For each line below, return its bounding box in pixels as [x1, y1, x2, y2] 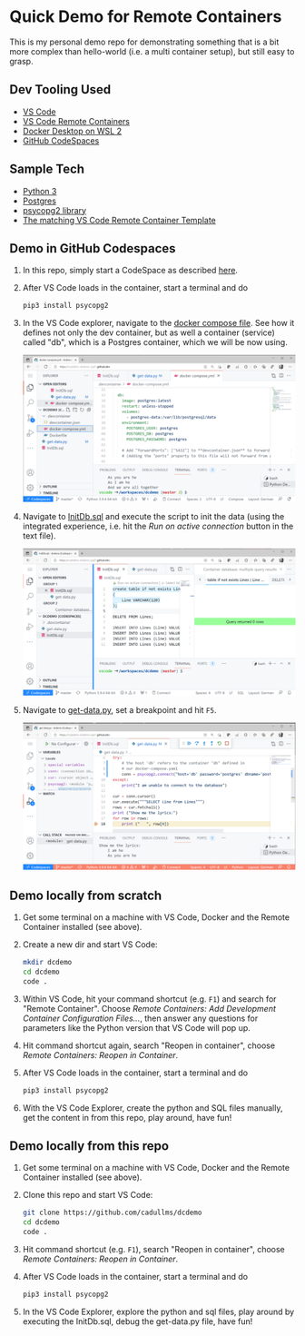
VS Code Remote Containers [22, 115, 130, 126]
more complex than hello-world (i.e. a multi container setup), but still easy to [9, 45, 295, 56]
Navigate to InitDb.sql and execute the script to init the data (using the [22, 511, 285, 522]
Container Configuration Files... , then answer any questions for [22, 1013, 259, 1024]
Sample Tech [9, 162, 84, 177]
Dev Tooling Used [9, 82, 112, 97]
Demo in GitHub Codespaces [9, 241, 176, 256]
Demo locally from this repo [9, 1138, 170, 1153]
